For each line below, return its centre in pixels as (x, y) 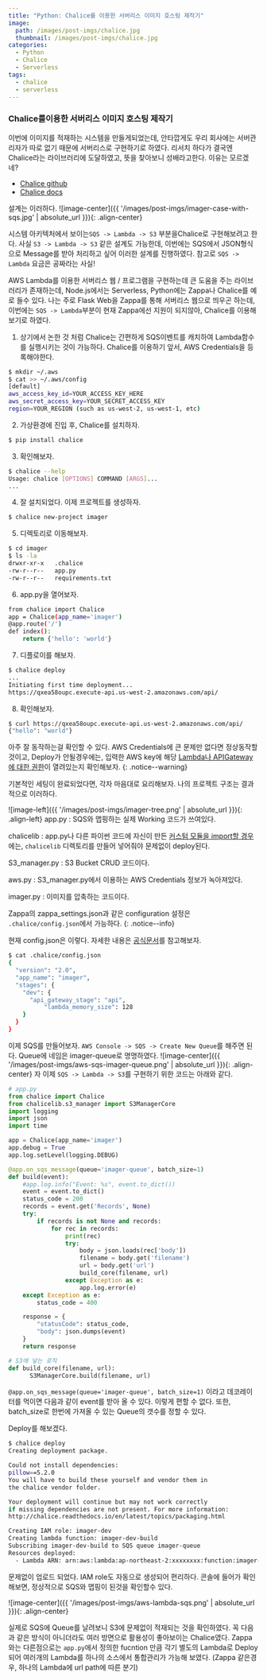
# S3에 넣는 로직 (33, 1360)
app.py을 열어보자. (49, 594)
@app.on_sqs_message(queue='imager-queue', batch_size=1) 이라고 (117, 1391)
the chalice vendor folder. (55, 1488)
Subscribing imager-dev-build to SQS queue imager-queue (104, 1546)
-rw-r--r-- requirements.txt (60, 578)
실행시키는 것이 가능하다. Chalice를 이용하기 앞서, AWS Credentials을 (137, 347)
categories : (28, 45)
